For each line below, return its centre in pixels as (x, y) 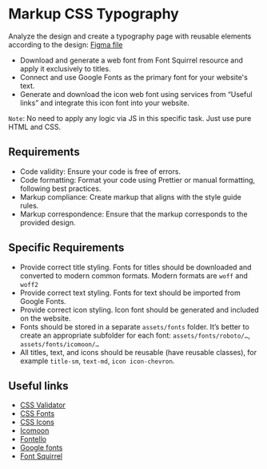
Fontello (33, 439)
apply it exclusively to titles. (65, 68)
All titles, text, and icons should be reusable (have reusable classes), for (138, 352)
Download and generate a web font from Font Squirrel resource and (132, 60)
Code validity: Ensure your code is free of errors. (100, 171)
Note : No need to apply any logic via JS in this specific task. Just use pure (130, 118)
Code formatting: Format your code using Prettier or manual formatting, (137, 180)
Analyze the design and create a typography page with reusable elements (130, 36)
